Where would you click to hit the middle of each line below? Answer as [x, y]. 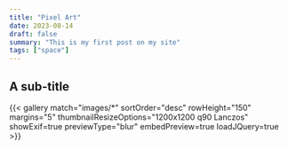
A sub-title [39, 86]
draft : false [33, 34]
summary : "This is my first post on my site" [95, 42]
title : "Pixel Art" [45, 17]
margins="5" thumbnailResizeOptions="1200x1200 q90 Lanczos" [129, 117]
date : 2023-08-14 [41, 26]
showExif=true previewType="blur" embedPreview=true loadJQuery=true [144, 126]
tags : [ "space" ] [39, 51]
